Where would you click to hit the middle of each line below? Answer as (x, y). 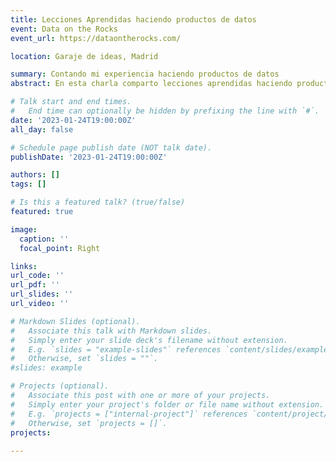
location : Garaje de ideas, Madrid (84, 56)
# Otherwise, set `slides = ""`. (84, 359)
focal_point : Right (60, 248)
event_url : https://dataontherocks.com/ (96, 38)
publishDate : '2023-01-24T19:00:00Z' (89, 157)
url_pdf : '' (35, 285)
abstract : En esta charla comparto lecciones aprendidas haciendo (151, 84)
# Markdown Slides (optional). (75, 321)
